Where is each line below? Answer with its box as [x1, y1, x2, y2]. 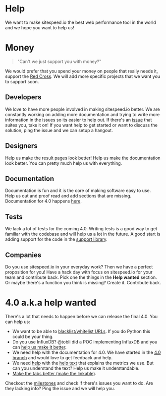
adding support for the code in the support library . [5, 236, 108, 242]
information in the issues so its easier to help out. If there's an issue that [5, 117, 152, 123]
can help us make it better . [12, 344, 67, 350]
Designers [5, 142, 38, 150]
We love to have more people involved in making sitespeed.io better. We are [5, 106, 160, 112]
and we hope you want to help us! [5, 24, 74, 30]
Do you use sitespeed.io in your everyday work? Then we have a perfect [5, 264, 153, 269]
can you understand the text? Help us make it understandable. [12, 365, 140, 371]
